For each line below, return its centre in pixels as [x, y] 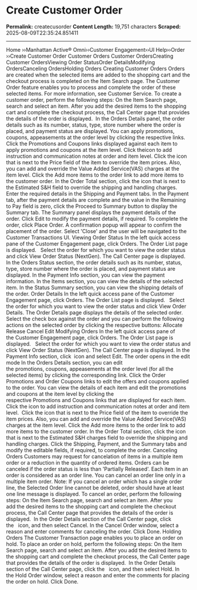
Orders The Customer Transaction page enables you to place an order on [95, 538]
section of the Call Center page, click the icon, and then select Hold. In [93, 569]
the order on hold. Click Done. [43, 581]
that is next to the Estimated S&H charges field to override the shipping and [97, 437]
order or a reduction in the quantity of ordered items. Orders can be [88, 462]
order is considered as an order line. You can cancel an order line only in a [96, 475]
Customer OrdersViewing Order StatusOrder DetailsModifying [81, 62]
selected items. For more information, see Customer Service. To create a [94, 93]
